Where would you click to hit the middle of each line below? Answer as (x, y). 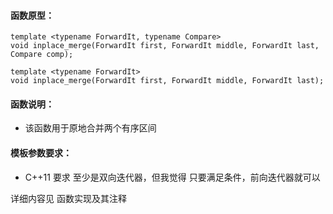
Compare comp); (42, 55)
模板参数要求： (41, 153)
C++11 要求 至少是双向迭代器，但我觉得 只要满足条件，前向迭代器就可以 (172, 177)
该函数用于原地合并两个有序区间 (90, 128)
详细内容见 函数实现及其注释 (68, 198)
